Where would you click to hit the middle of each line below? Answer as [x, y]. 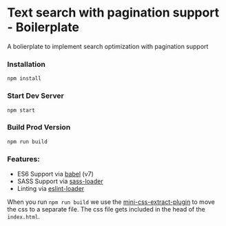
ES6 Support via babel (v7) [55, 174]
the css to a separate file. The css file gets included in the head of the [106, 209]
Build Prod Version [39, 127]
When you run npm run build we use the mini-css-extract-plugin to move [111, 202]
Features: [23, 158]
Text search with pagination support [113, 13]
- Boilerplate [43, 27]
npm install [24, 79]
